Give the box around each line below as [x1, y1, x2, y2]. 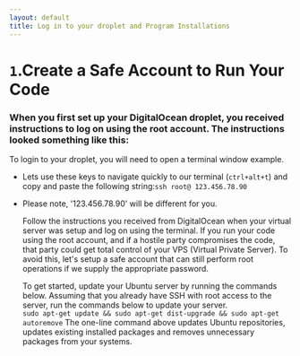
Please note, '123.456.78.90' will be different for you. [21, 198, 218, 209]
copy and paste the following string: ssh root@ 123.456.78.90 [21, 180, 248, 191]
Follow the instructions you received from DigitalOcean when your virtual [21, 215, 292, 226]
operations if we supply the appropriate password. [21, 263, 209, 274]
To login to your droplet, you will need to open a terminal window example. [9, 153, 285, 164]
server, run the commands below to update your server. [21, 300, 228, 310]
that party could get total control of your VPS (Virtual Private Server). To [21, 244, 288, 255]
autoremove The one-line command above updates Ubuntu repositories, [21, 317, 286, 327]
